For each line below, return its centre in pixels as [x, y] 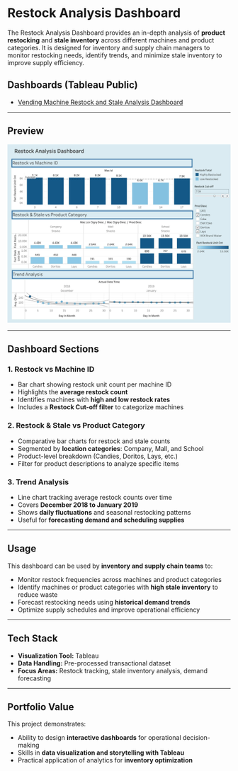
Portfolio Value [41, 707]
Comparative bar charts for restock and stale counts [94, 441]
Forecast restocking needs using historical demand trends [104, 602]
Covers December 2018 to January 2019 [78, 505]
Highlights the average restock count [73, 392]
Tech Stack [33, 639]
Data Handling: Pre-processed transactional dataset [94, 663]
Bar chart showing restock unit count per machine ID [95, 384]
